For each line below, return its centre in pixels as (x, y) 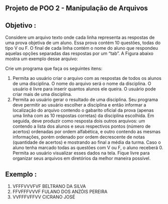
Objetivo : (21, 25)
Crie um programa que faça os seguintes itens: (54, 69)
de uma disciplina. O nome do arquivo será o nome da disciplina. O (82, 84)
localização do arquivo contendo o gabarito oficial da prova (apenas (83, 111)
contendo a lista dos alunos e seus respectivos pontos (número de (81, 126)
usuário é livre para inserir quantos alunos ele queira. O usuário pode (84, 89)
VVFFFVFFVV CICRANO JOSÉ (44, 197)
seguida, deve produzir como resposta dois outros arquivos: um (79, 121)
